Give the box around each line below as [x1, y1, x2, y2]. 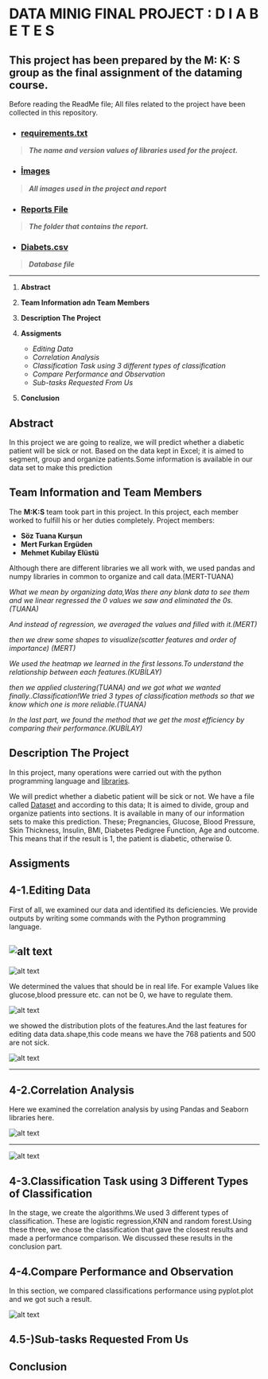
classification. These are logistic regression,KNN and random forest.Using [9, 1217, 252, 1226]
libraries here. [9, 1113, 55, 1123]
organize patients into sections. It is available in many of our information [9, 808, 245, 818]
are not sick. [9, 1038, 50, 1047]
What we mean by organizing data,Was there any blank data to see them [9, 586, 250, 597]
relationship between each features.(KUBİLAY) [9, 667, 162, 676]
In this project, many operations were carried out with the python [9, 767, 222, 777]
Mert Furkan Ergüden [20, 539, 93, 549]
